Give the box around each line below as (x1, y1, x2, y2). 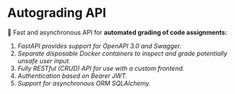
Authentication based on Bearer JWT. (17, 72, 128, 80)
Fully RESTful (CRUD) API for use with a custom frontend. (17, 64, 185, 72)
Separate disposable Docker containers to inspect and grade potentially (17, 49, 227, 58)
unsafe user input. (17, 56, 71, 65)
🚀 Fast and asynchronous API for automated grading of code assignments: (7, 28, 227, 36)
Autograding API (7, 5, 107, 21)
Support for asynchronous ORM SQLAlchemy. (17, 79, 151, 87)
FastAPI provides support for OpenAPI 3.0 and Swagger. (17, 41, 182, 50)
